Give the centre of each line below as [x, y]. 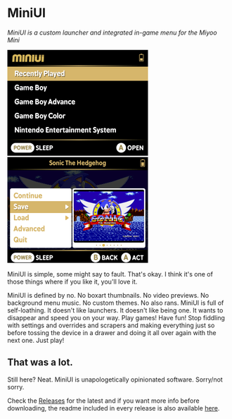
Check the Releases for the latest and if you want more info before [103, 401]
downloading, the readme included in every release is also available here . [114, 408]
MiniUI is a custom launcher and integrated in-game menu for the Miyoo [112, 32]
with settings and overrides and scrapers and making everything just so [111, 325]
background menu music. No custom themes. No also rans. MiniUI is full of [116, 303]
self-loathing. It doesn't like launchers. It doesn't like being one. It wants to [115, 310]
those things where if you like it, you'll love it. [72, 281]
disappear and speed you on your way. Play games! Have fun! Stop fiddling [116, 317]
